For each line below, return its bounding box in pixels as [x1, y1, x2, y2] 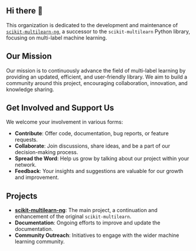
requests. [14, 136, 38, 144]
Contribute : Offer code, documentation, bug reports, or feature [14, 130, 169, 137]
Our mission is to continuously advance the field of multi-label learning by [6, 67, 186, 74]
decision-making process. [14, 149, 79, 156]
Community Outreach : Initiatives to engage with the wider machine [14, 232, 179, 239]
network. [14, 161, 37, 168]
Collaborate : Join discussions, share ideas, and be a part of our [14, 142, 170, 149]
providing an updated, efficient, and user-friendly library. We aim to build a [6, 73, 188, 80]
